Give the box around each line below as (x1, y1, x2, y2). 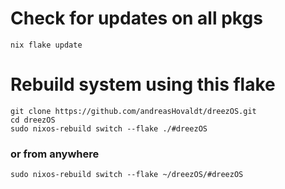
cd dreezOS (10, 115, 56, 125)
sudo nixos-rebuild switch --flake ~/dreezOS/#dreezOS (10, 170, 244, 180)
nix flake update (10, 40, 83, 50)
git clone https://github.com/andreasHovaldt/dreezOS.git (10, 106, 257, 116)
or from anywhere (10, 147, 100, 161)
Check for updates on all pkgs (10, 7, 263, 30)
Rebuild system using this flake (10, 73, 276, 96)
